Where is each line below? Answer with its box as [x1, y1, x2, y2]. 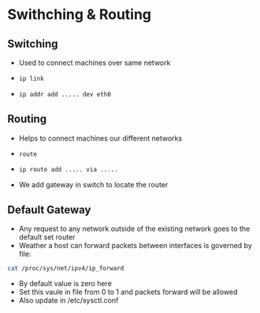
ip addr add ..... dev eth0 [18, 90, 111, 98]
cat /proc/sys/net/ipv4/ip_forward [7, 265, 124, 273]
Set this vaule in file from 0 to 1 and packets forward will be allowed [18, 287, 238, 296]
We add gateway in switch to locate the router [18, 180, 169, 190]
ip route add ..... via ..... [18, 166, 119, 174]
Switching [7, 37, 58, 51]
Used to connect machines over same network [18, 58, 171, 67]
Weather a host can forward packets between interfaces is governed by [18, 241, 253, 251]
